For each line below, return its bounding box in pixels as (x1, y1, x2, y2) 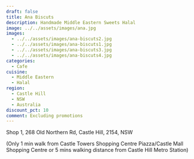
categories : (6, 58, 35, 64)
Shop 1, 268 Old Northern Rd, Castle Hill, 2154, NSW (6, 129, 133, 136)
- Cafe (11, 63, 28, 69)
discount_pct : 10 (6, 107, 49, 113)
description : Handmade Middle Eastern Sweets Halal (6, 19, 136, 25)
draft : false (6, 8, 38, 15)
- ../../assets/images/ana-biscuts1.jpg (11, 42, 112, 48)
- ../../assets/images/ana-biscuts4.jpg (11, 52, 112, 58)
